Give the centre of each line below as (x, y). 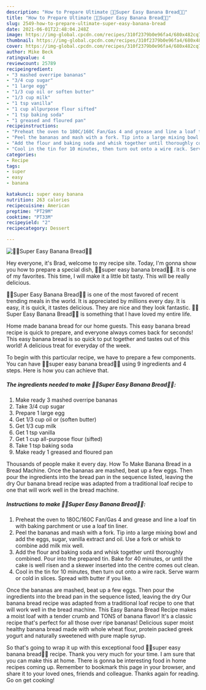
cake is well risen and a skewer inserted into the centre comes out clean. (107, 565)
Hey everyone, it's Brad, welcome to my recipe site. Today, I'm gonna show (101, 263)
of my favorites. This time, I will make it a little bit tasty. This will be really (98, 276)
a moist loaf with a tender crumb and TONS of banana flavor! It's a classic (100, 616)
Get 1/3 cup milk (36, 426)
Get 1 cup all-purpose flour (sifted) (59, 439)
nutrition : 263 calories (38, 200)
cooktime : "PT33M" (30, 217)
